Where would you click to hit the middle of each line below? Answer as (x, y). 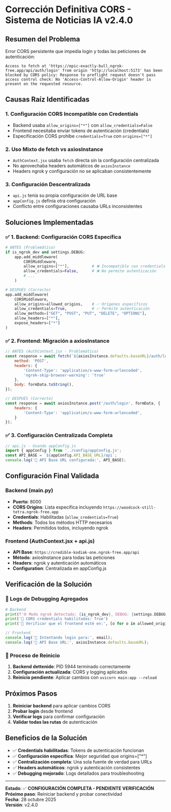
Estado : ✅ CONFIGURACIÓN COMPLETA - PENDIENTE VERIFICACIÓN (80, 788)
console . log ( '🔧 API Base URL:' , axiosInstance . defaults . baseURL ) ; (77, 642)
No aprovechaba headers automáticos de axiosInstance (72, 166)
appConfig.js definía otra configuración (54, 201)
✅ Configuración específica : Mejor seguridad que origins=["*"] (80, 756)
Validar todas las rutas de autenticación (55, 722)
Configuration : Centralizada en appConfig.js (60, 568)
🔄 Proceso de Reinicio (33, 655)
